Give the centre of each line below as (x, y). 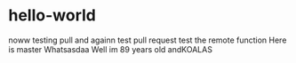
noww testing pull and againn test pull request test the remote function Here (148, 40)
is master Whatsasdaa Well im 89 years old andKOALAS (110, 49)
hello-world (52, 16)
